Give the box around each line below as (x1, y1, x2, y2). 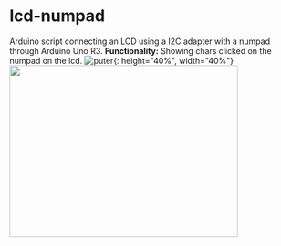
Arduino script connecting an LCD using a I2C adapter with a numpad (9, 36, 271, 47)
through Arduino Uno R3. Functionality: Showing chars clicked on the (9, 45, 272, 56)
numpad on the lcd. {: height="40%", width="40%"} (9, 55, 234, 66)
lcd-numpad (9, 5, 106, 27)
